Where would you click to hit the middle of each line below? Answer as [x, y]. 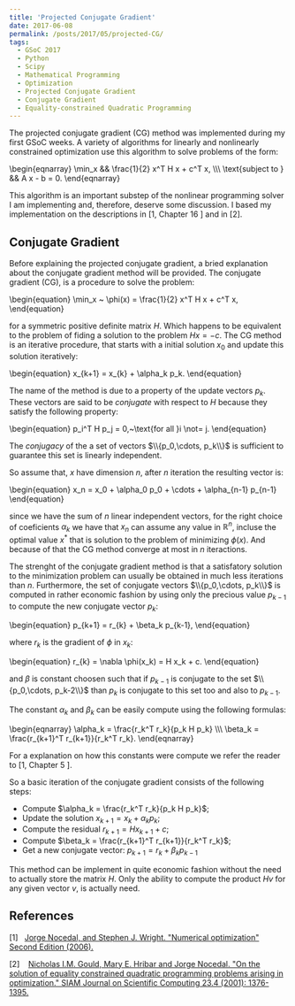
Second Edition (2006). [52, 947]
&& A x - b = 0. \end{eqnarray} [65, 179]
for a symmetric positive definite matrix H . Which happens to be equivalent [145, 326]
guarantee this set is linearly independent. [86, 455]
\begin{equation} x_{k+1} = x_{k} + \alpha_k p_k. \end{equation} [126, 373]
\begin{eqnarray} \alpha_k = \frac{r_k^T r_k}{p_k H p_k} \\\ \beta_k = [134, 729]
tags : [19, 42]
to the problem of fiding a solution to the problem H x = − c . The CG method [146, 335]
